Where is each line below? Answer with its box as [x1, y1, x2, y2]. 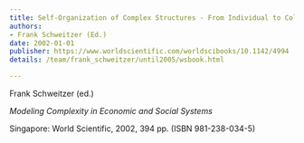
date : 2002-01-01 [9, 38, 75, 48]
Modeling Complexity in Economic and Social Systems [9, 106, 213, 116]
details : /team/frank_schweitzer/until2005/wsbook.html [9, 55, 224, 64]
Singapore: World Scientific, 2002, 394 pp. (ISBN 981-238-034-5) [9, 123, 256, 134]
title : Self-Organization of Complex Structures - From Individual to [9, 13, 281, 23]
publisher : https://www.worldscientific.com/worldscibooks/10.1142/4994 [9, 47, 290, 56]
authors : [9, 22, 43, 31]
